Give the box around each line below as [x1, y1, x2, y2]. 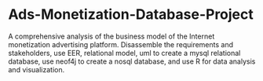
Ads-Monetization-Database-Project [8, 6, 254, 24]
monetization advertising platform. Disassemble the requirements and [8, 39, 234, 49]
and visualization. [8, 64, 65, 74]
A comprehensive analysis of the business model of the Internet [8, 31, 215, 41]
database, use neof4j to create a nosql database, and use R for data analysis [8, 57, 256, 66]
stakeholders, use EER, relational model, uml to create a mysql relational [8, 48, 241, 57]
